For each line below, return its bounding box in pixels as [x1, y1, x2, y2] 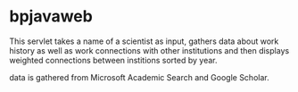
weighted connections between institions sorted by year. [9, 54, 218, 65]
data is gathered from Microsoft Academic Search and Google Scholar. [9, 71, 269, 82]
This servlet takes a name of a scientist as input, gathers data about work [9, 36, 279, 46]
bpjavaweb [9, 6, 94, 27]
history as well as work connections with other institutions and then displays [9, 45, 290, 55]
